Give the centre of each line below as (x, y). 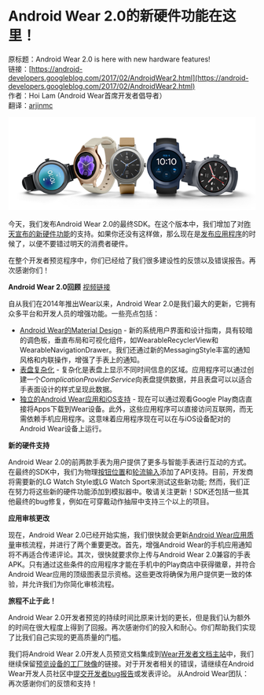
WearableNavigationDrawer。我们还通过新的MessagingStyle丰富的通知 (135, 349)
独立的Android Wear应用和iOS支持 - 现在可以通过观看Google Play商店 (132, 399)
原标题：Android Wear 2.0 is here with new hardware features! (109, 59)
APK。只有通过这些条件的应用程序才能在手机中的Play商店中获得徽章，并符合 (132, 564)
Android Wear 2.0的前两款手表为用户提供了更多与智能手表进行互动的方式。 (130, 462)
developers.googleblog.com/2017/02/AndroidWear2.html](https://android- (128, 78)
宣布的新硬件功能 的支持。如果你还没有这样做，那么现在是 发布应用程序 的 (132, 234)
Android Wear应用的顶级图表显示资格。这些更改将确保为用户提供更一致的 (127, 574)
